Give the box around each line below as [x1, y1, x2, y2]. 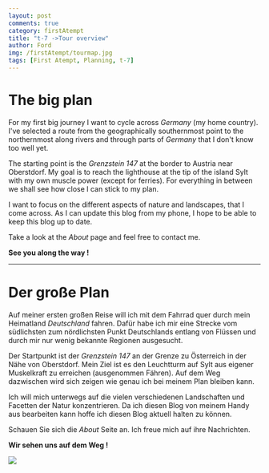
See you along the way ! [8, 248, 90, 257]
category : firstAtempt [8, 26, 84, 34]
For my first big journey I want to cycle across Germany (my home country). [8, 117, 259, 127]
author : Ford [8, 42, 52, 50]
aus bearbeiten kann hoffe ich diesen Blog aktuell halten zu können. [8, 409, 232, 418]
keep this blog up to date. [8, 216, 93, 226]
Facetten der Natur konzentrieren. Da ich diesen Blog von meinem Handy [8, 400, 250, 410]
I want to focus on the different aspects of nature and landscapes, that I [8, 200, 245, 209]
